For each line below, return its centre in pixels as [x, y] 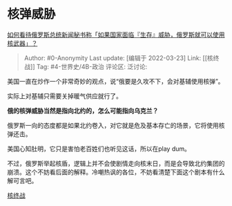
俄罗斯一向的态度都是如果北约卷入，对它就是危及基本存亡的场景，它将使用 [113, 125]
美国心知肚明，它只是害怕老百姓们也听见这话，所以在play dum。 [99, 149]
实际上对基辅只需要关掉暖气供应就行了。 [65, 96]
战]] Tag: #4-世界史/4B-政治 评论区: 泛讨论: [86, 66]
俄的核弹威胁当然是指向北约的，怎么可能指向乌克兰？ [83, 111]
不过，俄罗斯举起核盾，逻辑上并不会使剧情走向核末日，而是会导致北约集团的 [116, 163]
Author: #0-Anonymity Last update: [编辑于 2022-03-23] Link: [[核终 [122, 58]
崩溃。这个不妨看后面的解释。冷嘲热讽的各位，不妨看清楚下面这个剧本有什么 [116, 172]
